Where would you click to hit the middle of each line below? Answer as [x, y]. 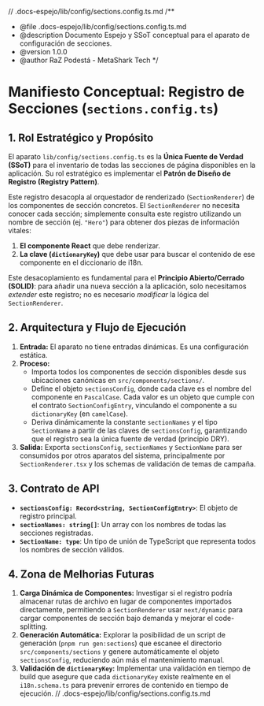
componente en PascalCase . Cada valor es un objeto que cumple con [143, 396]
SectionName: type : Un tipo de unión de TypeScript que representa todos [137, 541]
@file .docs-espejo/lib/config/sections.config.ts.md [103, 26]
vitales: [20, 230]
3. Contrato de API [54, 489]
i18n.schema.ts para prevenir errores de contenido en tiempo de [124, 686]
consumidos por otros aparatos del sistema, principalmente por [122, 455]
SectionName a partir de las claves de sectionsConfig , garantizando [139, 430]
